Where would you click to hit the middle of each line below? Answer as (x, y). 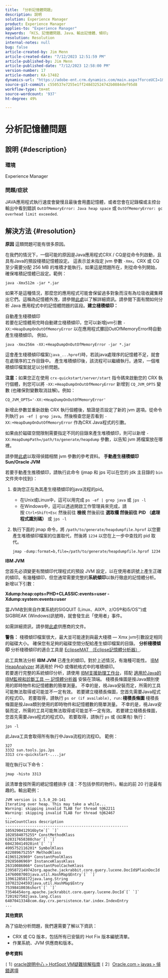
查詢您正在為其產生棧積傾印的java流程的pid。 (59, 489)
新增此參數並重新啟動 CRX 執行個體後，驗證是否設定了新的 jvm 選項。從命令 (84, 410)
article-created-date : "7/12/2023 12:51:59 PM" (56, 57)
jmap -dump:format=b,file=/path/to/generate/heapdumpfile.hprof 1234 (86, 552)
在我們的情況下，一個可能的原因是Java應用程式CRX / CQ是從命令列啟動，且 (83, 255)
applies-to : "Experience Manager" (41, 29)
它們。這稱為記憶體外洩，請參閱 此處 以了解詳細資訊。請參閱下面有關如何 (84, 299)
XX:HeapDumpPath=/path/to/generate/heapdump (52, 440)
